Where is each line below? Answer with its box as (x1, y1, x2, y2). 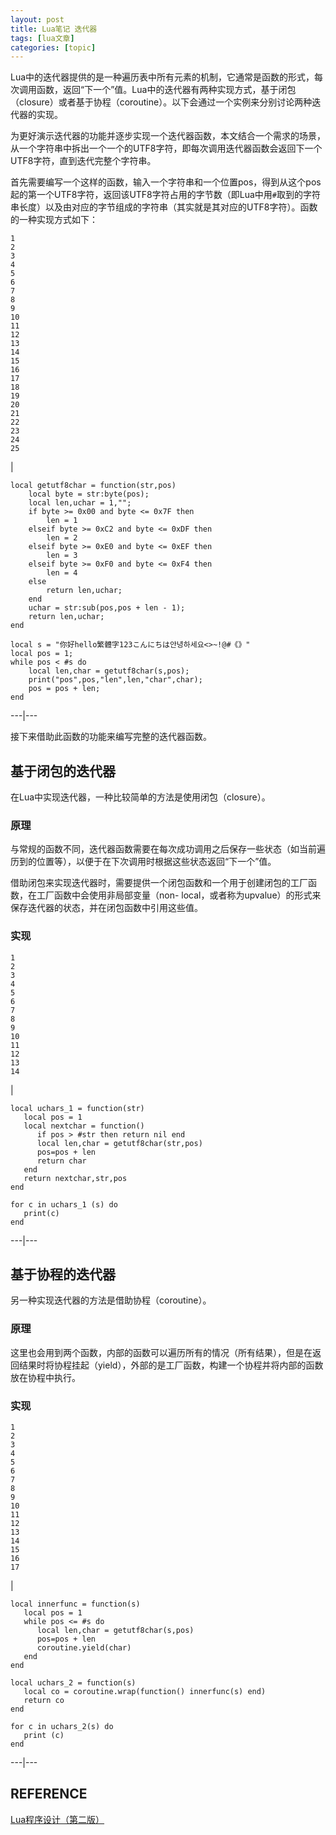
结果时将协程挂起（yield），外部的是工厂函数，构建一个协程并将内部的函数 (18, 1359, 324, 1371)
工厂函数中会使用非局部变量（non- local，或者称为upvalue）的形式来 (36, 889, 322, 901)
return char (36, 1156, 87, 1166)
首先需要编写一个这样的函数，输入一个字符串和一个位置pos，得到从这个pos (10, 176, 322, 188)
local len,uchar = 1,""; (28, 498, 132, 508)
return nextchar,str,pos (23, 1173, 128, 1183)
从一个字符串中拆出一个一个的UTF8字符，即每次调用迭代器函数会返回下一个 (10, 142, 323, 155)
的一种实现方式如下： (10, 214, 98, 226)
